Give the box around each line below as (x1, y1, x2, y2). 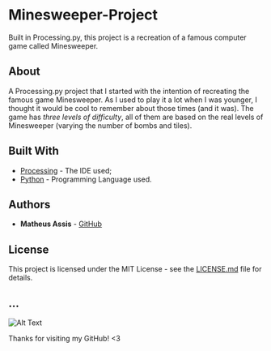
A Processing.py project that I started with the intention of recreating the (8, 86, 250, 96)
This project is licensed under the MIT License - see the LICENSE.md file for (8, 264, 262, 274)
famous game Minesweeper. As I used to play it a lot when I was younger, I (8, 95, 257, 105)
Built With (8, 144, 59, 158)
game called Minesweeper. (8, 41, 99, 50)
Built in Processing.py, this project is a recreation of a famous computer (8, 32, 247, 42)
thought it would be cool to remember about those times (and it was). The (8, 103, 255, 113)
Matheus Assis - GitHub (19, 219, 103, 229)
